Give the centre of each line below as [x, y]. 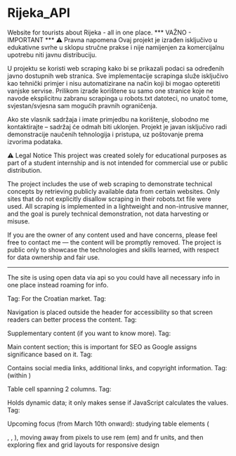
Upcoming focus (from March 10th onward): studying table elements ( [108, 424]
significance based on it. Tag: [50, 354]
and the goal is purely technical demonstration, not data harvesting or [108, 214]
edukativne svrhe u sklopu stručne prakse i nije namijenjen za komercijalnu [116, 47]
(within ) [19, 375]
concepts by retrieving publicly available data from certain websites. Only [113, 191]
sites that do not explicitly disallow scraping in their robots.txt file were [110, 199]
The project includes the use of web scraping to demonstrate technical [110, 183]
